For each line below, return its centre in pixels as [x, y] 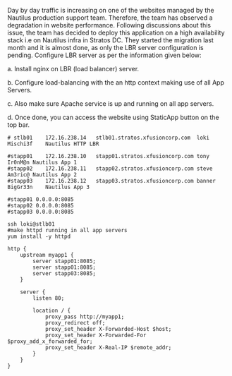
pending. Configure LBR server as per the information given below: [105, 55]
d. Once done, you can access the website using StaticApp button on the [114, 117]
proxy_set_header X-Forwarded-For [96, 335]
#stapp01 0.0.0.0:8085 [41, 200]
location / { [52, 310]
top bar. [19, 125]
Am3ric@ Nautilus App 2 [42, 175]
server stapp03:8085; [65, 274]
